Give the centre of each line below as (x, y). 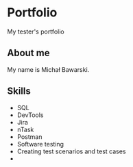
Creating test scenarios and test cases (71, 151)
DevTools (30, 115)
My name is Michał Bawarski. (48, 69)
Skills (19, 91)
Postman (29, 137)
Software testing (40, 144)
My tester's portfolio (36, 31)
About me (28, 53)
